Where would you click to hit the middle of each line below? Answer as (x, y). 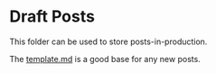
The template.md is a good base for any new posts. (105, 59)
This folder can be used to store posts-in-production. (108, 41)
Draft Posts (52, 17)
